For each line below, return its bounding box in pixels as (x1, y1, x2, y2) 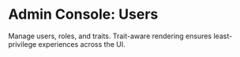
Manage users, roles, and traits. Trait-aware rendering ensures (8, 31, 212, 41)
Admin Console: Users (8, 5, 159, 23)
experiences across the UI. (38, 39, 126, 48)
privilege (8, 39, 37, 48)
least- (212, 31, 233, 41)
